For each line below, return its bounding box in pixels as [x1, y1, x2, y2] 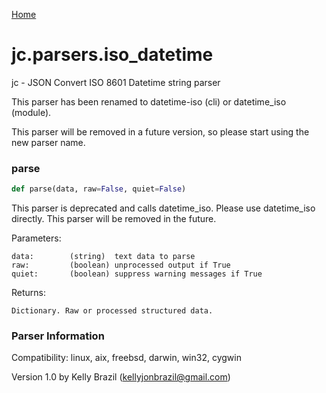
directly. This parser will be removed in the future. [11, 213, 217, 225]
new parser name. [11, 136, 86, 148]
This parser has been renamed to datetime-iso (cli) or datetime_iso [11, 95, 287, 108]
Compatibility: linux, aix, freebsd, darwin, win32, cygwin [11, 352, 242, 364]
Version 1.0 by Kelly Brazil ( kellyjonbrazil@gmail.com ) [11, 371, 231, 383]
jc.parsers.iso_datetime [11, 44, 214, 66]
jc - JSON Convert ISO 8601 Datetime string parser [11, 76, 221, 88]
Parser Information [11, 329, 105, 343]
